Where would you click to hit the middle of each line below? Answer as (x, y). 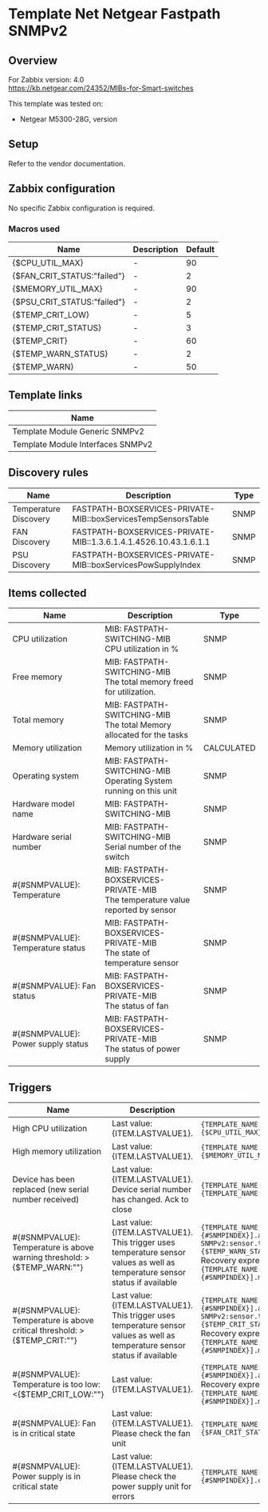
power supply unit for (152, 1486)
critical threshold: (45, 1330)
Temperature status (49, 948)
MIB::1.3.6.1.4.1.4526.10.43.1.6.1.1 (141, 542)
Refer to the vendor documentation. (67, 163)
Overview (33, 60)
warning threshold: (47, 1258)
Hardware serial (42, 837)
